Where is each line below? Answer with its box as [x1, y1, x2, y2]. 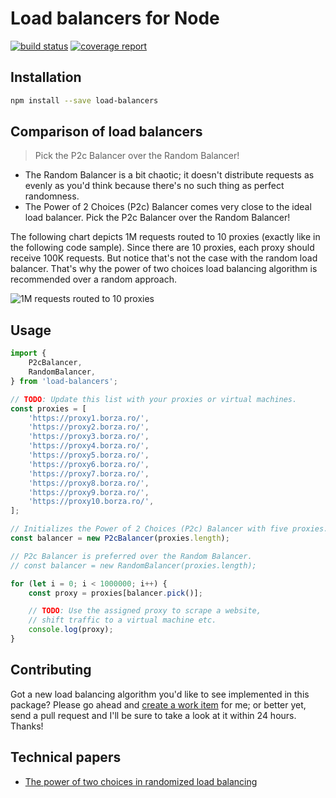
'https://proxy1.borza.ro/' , [28, 413, 150, 423]
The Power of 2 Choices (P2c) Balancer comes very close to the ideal [24, 201, 312, 213]
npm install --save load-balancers [10, 95, 159, 106]
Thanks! [10, 720, 44, 732]
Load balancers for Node [10, 7, 220, 30]
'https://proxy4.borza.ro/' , [28, 441, 150, 451]
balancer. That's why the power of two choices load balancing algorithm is [10, 263, 318, 275]
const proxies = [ [10, 403, 87, 414]
